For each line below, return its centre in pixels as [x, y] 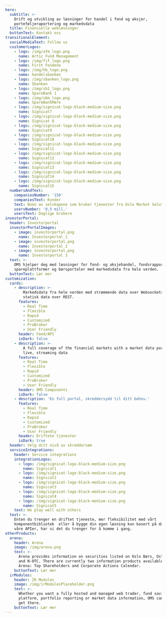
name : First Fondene [40, 65]
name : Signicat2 [40, 478]
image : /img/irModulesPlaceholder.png [54, 584]
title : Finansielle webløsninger [44, 28]
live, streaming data [45, 353]
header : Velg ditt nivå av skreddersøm [51, 446]
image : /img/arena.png [38, 547]
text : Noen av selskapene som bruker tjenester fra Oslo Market [82, 204]
